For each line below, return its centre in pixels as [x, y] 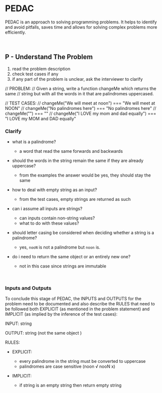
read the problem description [41, 69]
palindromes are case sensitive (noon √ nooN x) [67, 366]
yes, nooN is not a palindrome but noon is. [60, 247]
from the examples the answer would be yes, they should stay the [85, 175]
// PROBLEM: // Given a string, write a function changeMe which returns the [81, 89]
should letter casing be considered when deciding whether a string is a [83, 233]
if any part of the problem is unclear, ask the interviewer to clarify [77, 79]
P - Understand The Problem [49, 57]
